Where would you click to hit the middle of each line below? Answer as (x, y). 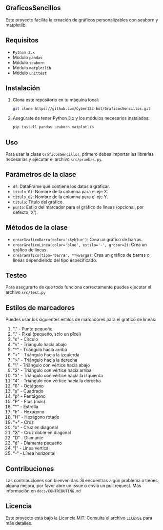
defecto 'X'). (25, 212)
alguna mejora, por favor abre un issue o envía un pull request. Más (73, 486)
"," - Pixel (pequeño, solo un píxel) (47, 334)
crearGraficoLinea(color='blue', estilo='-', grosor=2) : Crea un (80, 245)
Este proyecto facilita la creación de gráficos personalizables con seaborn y (82, 20)
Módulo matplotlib (32, 67)
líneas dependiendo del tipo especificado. (55, 260)
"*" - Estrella (25, 407)
